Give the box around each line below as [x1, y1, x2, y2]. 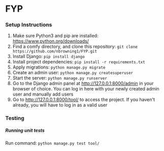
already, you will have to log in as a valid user [12, 102, 108, 108]
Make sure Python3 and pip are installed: [12, 33, 99, 39]
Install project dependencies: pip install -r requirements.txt [12, 59, 146, 65]
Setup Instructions [5, 21, 52, 28]
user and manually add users [12, 91, 74, 97]
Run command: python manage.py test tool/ [5, 140, 100, 146]
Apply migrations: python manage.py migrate [12, 64, 106, 70]
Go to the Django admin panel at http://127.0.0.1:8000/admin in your [12, 80, 154, 86]
